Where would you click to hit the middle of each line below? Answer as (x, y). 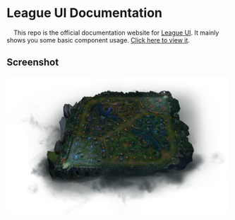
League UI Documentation (85, 13)
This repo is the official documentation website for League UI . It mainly (116, 33)
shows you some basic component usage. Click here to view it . (98, 40)
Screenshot (33, 63)
